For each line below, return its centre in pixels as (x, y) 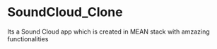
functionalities (28, 38)
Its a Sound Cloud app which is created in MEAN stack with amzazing (108, 31)
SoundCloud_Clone (65, 12)
